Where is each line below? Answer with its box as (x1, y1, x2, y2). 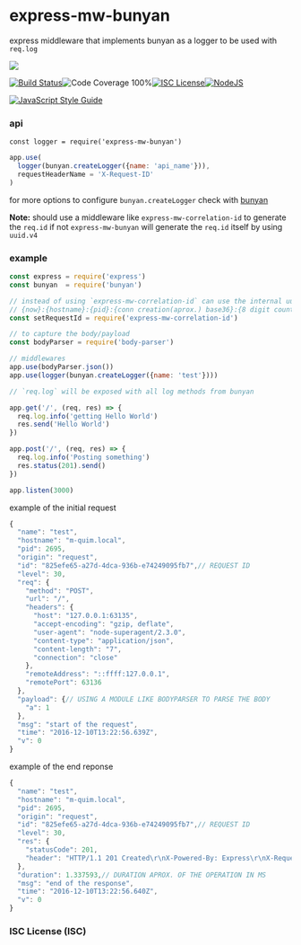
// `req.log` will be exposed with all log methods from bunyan (9, 387, 254, 396)
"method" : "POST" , (25, 586, 94, 596)
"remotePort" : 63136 (25, 678, 102, 687)
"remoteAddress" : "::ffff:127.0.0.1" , (25, 670, 170, 679)
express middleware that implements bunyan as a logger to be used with (9, 35, 278, 46)
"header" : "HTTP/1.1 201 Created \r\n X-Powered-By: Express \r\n (25, 853, 267, 862)
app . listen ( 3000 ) (9, 486, 74, 495)
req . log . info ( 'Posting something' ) (17, 453, 150, 463)
